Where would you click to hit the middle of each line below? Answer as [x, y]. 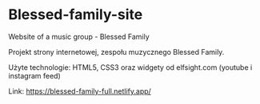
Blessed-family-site [76, 15]
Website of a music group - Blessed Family [79, 37]
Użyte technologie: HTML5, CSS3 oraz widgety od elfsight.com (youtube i [130, 67]
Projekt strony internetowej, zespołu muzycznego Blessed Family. [116, 52]
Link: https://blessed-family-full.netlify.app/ [80, 91]
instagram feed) [35, 75]
